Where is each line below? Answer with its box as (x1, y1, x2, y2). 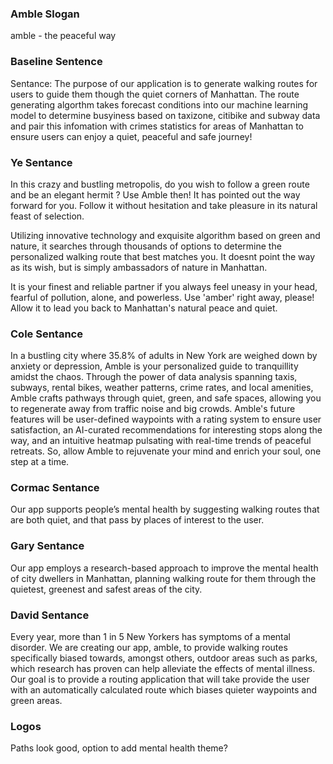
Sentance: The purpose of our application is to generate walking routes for (10, 77, 318, 89)
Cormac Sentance (10, 481, 100, 495)
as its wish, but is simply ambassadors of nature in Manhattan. (10, 261, 268, 273)
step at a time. (10, 456, 70, 468)
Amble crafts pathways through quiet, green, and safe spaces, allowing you (10, 392, 322, 404)
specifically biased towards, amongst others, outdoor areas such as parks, (10, 652, 318, 664)
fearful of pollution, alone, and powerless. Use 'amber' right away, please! (10, 291, 315, 303)
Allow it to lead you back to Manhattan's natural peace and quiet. (10, 302, 278, 314)
